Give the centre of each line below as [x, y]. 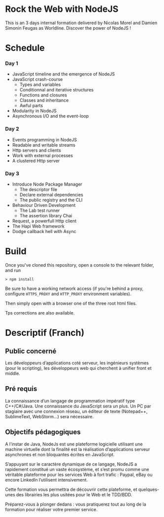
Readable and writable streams [44, 145]
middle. [13, 373]
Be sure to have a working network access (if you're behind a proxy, [74, 288]
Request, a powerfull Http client [44, 221]
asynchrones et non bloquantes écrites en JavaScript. [60, 454]
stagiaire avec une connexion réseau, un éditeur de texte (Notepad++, [76, 411]
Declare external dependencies [51, 195]
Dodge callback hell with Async [44, 232]
